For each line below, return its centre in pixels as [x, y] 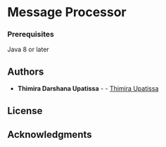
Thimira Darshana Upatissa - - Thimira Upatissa [88, 89]
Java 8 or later [28, 49]
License [25, 111]
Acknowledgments [50, 135]
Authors [26, 71]
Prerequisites [31, 34]
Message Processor [67, 12]
